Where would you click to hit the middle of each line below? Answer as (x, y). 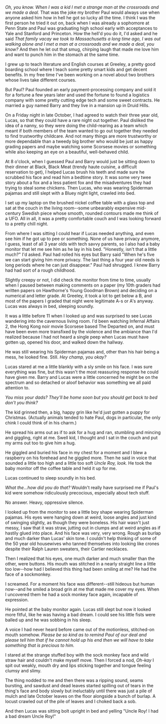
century (13, 213)
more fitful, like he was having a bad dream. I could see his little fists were (80, 615)
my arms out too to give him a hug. (41, 443)
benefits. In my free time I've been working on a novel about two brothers (80, 75)
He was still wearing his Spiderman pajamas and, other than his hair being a (82, 352)
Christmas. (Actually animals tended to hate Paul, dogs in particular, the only (83, 418)
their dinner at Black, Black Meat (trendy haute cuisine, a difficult (71, 167)
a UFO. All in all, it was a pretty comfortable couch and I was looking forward (83, 218)
